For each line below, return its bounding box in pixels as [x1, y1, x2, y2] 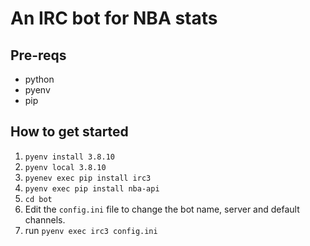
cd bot [24, 194, 53, 204]
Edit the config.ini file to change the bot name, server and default [24, 203, 300, 215]
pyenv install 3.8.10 [24, 152, 115, 162]
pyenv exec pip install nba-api [24, 183, 160, 194]
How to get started [10, 123, 129, 141]
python [24, 73, 55, 85]
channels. [24, 213, 66, 226]
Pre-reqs [10, 47, 67, 64]
